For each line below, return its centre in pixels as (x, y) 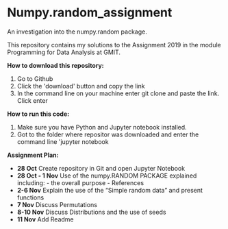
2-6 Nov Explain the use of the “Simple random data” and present (110, 190)
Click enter (32, 100)
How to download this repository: (55, 65)
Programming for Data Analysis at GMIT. (64, 52)
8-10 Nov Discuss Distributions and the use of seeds (91, 212)
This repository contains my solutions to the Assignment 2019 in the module (114, 45)
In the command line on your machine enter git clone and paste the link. (118, 93)
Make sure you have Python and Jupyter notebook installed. (102, 127)
